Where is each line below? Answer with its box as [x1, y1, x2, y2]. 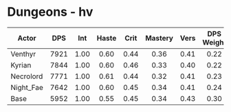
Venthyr [10, 49, 36, 58]
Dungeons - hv [7, 4, 93, 20]
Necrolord [10, 71, 43, 81]
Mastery [145, 33, 174, 43]
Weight [202, 37, 227, 47]
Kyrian [10, 60, 32, 69]
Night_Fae [10, 82, 43, 92]
